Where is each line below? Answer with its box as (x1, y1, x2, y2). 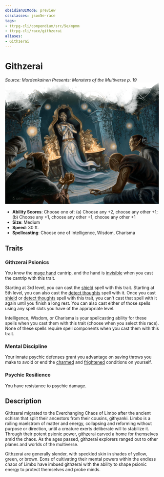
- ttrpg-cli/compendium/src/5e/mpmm (5, 24, 80, 28)
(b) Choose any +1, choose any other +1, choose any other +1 (12, 214, 136, 220)
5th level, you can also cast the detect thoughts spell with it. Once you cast (5, 290, 156, 296)
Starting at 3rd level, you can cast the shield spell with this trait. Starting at (5, 285, 155, 291)
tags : (5, 18, 16, 23)
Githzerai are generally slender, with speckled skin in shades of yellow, (5, 450, 147, 456)
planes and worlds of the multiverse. (5, 441, 79, 447)
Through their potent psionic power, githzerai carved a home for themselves (5, 431, 158, 437)
